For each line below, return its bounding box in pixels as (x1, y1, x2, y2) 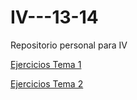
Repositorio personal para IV (10, 39, 128, 51)
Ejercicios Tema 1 (10, 58, 82, 70)
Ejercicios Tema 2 (10, 77, 84, 90)
